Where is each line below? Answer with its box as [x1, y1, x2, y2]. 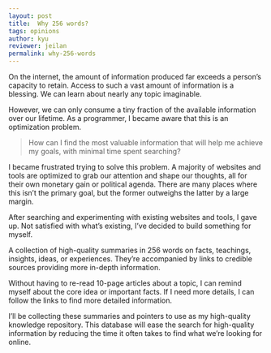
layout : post [8, 11, 53, 20]
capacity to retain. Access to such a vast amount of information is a [8, 80, 234, 90]
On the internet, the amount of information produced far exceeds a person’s [8, 72, 262, 81]
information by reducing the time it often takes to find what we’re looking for [8, 329, 263, 338]
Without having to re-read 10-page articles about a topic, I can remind [8, 278, 242, 288]
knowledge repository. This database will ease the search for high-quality [8, 320, 255, 329]
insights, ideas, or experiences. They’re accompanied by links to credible [8, 254, 253, 264]
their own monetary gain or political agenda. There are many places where [8, 179, 258, 189]
